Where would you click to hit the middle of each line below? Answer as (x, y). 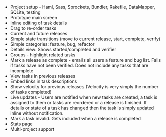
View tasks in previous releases (43, 76)
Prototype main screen (34, 18)
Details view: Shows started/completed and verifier (63, 50)
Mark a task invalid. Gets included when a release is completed (75, 119)
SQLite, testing (25, 12)
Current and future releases (39, 34)
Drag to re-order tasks (33, 28)
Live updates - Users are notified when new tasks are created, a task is (84, 97)
